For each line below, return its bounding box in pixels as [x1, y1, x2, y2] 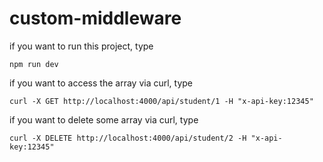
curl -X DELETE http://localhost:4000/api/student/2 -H [9, 133, 247, 143]
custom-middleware [9, 7, 182, 30]
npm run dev [9, 59, 59, 69]
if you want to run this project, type [9, 40, 154, 52]
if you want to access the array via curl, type [9, 77, 194, 89]
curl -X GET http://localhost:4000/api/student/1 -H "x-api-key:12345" [9, 96, 314, 106]
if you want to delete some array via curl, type [9, 113, 199, 126]
